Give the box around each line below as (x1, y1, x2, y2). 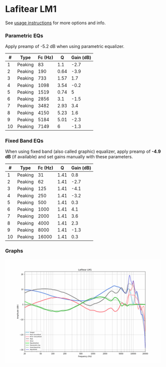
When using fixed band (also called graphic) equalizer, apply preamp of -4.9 (5, 148, 161, 154)
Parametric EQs (5, 32, 43, 39)
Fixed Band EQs (5, 137, 43, 144)
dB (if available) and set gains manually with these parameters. (5, 154, 133, 160)
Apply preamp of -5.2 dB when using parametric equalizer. (5, 44, 124, 49)
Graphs (5, 247, 23, 254)
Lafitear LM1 (5, 3, 57, 15)
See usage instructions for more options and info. (5, 20, 106, 26)
